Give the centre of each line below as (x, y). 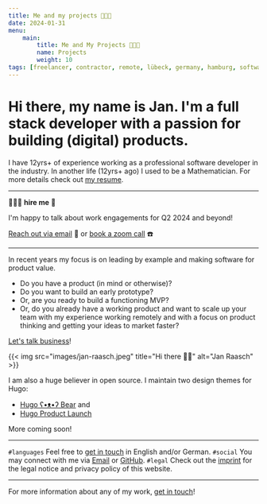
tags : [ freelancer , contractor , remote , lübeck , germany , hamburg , (122, 68)
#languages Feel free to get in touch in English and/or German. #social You (130, 452)
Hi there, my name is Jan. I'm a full (124, 106)
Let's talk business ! (40, 341)
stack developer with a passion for (124, 123)
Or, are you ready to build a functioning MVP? (94, 300)
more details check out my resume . (66, 179)
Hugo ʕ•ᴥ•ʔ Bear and (55, 404)
